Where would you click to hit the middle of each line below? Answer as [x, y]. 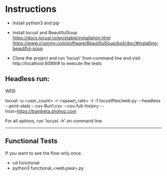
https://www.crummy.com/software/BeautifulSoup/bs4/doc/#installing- [85, 43]
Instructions [31, 9]
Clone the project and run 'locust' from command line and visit [76, 58]
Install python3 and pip [36, 23]
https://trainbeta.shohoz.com [47, 111]
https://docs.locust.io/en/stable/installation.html [61, 38]
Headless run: [27, 79]
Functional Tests [32, 141]
